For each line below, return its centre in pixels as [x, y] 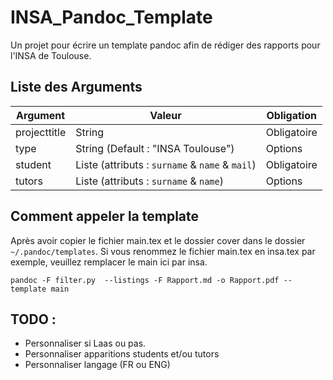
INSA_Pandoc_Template [111, 17]
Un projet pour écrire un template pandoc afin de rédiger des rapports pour [165, 45]
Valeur [165, 115]
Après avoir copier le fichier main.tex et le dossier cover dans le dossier [158, 240]
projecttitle [41, 132]
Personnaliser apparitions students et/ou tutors [122, 354]
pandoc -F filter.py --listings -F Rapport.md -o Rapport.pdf [145, 280]
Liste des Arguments [76, 87]
